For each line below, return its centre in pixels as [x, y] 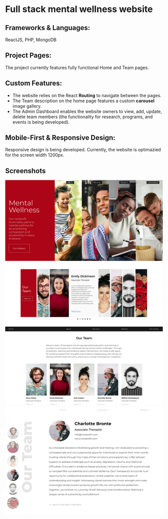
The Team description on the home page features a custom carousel [83, 101]
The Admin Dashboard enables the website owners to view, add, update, [87, 111]
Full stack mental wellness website [79, 9]
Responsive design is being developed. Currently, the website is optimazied [83, 150]
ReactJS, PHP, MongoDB [31, 40]
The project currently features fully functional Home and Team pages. [77, 67]
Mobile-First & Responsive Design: [60, 138]
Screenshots [25, 171]
